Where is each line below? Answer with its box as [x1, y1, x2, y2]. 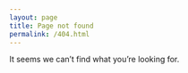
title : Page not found [9, 21, 94, 30]
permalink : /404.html [9, 29, 90, 38]
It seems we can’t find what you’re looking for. [9, 54, 180, 65]
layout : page [9, 12, 58, 22]
